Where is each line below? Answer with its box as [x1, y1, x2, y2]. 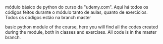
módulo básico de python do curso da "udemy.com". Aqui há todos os [5, 4, 149, 10]
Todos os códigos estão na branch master [5, 15, 92, 20]
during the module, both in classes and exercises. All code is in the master [5, 29, 157, 35]
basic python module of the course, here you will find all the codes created [5, 24, 159, 30]
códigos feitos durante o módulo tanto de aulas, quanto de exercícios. [5, 9, 148, 15]
